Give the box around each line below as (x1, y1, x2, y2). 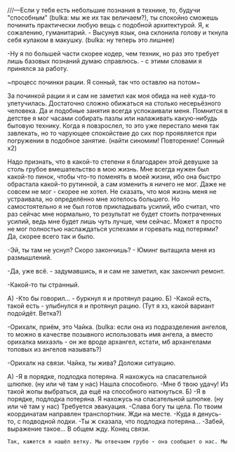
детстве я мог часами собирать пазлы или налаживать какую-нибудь (7, 114, 217, 122)
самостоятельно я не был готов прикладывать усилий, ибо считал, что (7, 202, 220, 210)
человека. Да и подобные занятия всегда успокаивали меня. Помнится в (7, 107, 228, 115)
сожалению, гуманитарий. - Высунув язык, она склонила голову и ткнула (7, 28, 229, 37)
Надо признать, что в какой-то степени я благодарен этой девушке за (7, 157, 219, 166)
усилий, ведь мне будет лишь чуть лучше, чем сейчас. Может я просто (7, 217, 222, 226)
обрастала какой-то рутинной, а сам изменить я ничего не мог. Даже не (7, 180, 227, 188)
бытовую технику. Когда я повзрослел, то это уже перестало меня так (7, 122, 220, 129)
